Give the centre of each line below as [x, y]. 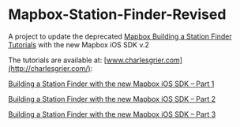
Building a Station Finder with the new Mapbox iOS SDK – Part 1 [111, 84]
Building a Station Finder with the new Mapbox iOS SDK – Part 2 [112, 99]
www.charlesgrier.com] [144, 60]
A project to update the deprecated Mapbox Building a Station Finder [120, 36]
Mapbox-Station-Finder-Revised [117, 15]
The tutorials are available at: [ [58, 60]
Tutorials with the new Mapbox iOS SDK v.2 [79, 44]
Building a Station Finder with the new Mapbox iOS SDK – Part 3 [112, 114]
